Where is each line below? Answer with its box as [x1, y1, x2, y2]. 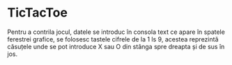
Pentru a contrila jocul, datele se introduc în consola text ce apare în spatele [7, 28, 225, 36]
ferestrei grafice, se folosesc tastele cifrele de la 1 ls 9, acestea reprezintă [7, 35, 219, 43]
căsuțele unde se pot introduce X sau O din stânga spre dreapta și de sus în [7, 42, 225, 50]
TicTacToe [7, 5, 68, 21]
